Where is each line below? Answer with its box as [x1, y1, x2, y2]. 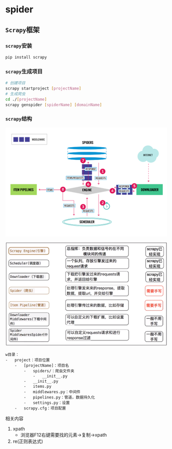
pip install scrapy [5, 55, 47, 60]
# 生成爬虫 [5, 91, 26, 96]
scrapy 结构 [5, 115, 32, 122]
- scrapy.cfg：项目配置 [14, 405, 66, 411]
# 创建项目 [5, 81, 26, 86]
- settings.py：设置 [24, 400, 70, 405]
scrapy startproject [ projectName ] [5, 86, 82, 91]
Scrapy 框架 [5, 25, 40, 34]
